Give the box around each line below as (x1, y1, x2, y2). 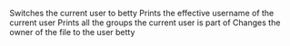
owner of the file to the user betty (9, 27, 135, 37)
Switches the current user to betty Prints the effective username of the (9, 8, 275, 18)
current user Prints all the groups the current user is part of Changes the (9, 17, 281, 28)
